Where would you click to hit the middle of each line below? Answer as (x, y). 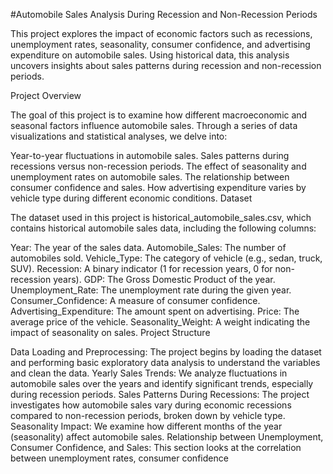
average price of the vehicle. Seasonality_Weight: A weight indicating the (160, 322)
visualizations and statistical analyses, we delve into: (119, 136)
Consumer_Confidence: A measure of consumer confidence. (135, 300)
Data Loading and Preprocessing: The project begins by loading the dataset (166, 352)
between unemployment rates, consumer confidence (119, 458)
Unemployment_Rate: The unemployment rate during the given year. (151, 290)
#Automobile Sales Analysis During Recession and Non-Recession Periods (164, 14)
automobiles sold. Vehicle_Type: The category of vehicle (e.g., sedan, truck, (166, 258)
